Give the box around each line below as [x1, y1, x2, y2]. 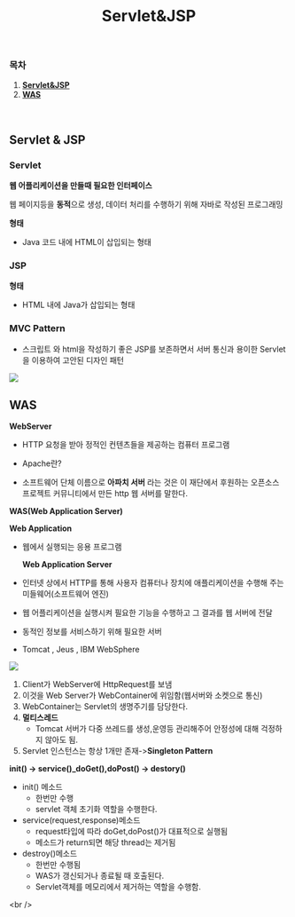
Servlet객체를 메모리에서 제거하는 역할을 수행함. [35, 881, 201, 892]
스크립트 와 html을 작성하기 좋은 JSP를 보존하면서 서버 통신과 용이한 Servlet [21, 344, 286, 354]
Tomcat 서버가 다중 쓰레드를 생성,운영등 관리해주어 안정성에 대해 [35, 723, 260, 734]
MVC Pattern [9, 322, 66, 335]
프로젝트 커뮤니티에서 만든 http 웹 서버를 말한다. [21, 488, 189, 499]
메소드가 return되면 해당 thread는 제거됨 [35, 837, 176, 848]
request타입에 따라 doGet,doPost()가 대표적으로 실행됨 [35, 826, 229, 837]
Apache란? [21, 458, 62, 469]
